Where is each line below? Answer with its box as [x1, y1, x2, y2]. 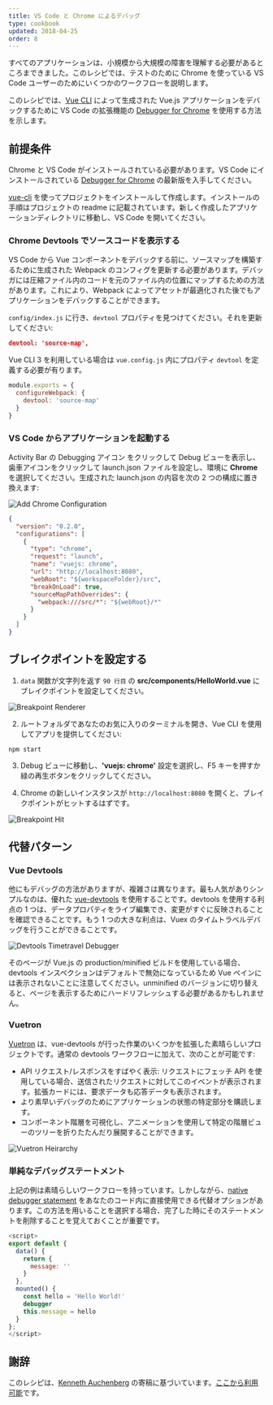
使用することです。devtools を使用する [128, 895, 258, 904]
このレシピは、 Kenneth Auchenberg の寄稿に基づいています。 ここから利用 [8, 1378, 258, 1388]
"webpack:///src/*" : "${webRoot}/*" [37, 598, 162, 606]
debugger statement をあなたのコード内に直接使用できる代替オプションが [8, 1195, 257, 1205]
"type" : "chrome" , [29, 545, 93, 553]
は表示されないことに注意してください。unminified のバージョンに [8, 978, 230, 988]
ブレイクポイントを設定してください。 [19, 686, 149, 696]
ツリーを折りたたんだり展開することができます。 [34, 1127, 198, 1137]
